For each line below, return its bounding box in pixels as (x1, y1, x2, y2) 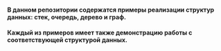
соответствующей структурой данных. (7, 36, 128, 44)
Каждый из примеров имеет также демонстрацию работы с (7, 28, 193, 37)
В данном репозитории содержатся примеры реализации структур (7, 6, 215, 14)
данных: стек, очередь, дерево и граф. (7, 12, 127, 21)
